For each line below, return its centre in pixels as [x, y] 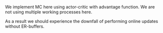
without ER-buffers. [25, 26]
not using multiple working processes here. [49, 12]
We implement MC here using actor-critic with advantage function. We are [80, 7]
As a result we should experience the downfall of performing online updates [81, 21]
